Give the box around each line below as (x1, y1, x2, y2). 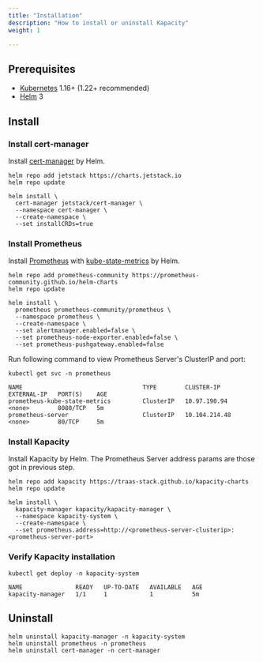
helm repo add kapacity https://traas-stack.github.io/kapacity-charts (8, 478, 249, 486)
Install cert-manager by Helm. (8, 156, 105, 166)
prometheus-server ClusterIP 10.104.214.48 (8, 412, 231, 419)
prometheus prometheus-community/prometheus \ (15, 306, 171, 314)
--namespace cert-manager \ (15, 206, 108, 214)
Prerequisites (8, 62, 76, 76)
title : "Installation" (8, 11, 83, 20)
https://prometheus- (131, 272, 200, 280)
